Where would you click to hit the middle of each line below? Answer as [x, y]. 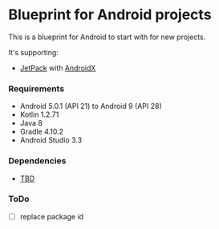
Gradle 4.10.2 [42, 132]
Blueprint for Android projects [110, 15]
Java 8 [31, 123]
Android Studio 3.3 [51, 140]
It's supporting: [33, 52]
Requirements [36, 88]
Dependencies [37, 161]
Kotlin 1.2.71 [39, 114]
